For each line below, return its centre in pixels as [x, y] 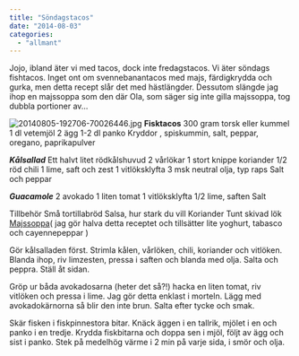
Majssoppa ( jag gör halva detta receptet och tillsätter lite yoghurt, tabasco [146, 223]
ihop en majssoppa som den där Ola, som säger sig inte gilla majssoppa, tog [150, 97]
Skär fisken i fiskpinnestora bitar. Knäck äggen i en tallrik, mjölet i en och [143, 323]
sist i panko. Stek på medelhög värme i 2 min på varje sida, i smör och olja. [147, 343]
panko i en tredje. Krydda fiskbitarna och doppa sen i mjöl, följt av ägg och [146, 333]
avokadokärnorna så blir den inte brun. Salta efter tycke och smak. [132, 306]
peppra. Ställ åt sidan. [50, 269]
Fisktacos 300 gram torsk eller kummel [217, 124]
